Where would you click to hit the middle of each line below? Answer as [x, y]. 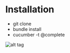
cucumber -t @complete [39, 34]
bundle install [27, 29]
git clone [22, 24]
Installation [30, 10]
